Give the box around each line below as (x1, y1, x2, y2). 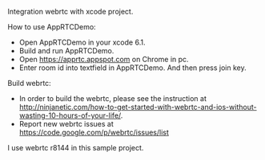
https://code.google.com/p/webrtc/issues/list (18, 127, 170, 137)
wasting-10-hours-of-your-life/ (18, 111, 122, 120)
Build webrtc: (7, 79, 51, 88)
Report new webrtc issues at (18, 119, 114, 128)
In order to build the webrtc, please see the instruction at (18, 94, 207, 103)
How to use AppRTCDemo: (7, 22, 97, 31)
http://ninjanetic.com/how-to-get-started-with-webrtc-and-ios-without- (18, 103, 257, 111)
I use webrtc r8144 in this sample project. (7, 143, 144, 152)
